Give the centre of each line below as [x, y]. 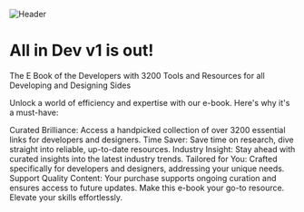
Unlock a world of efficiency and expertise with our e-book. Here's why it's [150, 102]
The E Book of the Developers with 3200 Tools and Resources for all [137, 75]
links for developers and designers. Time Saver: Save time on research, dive [152, 140]
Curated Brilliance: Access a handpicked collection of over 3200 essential [147, 130]
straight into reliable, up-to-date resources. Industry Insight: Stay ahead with [152, 149]
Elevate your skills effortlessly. [66, 197]
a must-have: [34, 112]
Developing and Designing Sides [70, 85]
